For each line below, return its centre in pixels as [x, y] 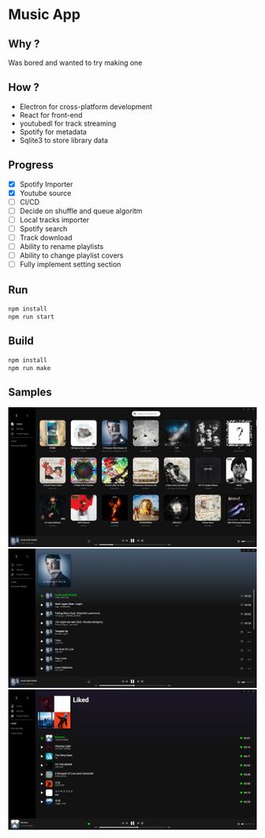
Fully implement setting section [70, 264]
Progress [31, 165]
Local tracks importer [54, 220]
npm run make [30, 368]
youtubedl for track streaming [68, 123]
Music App [45, 15]
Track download [46, 238]
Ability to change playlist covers [71, 255]
